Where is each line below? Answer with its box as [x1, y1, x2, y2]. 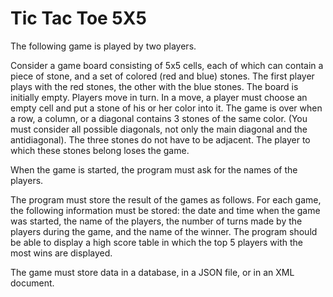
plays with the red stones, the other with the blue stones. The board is [10, 80, 299, 92]
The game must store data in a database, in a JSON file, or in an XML [10, 266, 295, 278]
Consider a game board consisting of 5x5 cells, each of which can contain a [10, 59, 324, 71]
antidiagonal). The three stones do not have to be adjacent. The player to [10, 133, 311, 146]
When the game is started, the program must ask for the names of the [10, 163, 298, 176]
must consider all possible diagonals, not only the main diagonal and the [10, 123, 308, 135]
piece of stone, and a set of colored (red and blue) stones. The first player [10, 70, 315, 82]
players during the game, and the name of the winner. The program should [10, 225, 318, 237]
